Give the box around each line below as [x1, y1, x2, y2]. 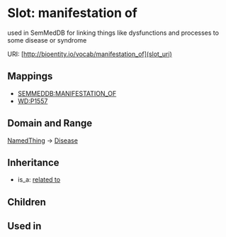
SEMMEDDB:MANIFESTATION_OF [17, 89, 117, 97]
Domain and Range [7, 117, 93, 129]
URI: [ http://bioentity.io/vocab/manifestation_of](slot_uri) [7, 50, 172, 58]
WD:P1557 [17, 97, 48, 105]
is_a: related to [17, 175, 61, 184]
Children [7, 196, 46, 208]
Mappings [7, 70, 53, 82]
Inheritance [7, 156, 60, 168]
